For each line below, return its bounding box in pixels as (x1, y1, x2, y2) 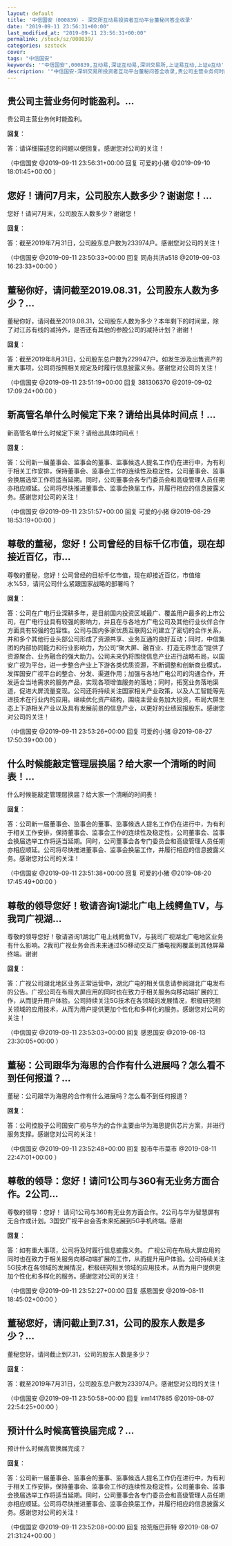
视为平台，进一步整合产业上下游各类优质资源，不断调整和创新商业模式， (19, 661, 225, 669)
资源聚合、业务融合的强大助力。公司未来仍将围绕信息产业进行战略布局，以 (7, 652, 219, 660)
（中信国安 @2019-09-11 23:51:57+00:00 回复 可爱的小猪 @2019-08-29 (7, 507, 211, 516)
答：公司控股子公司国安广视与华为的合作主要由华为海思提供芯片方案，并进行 (7, 1121, 225, 1129)
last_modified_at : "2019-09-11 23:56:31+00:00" (7, 29, 147, 37)
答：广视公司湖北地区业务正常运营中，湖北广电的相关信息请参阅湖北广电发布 (7, 979, 225, 988)
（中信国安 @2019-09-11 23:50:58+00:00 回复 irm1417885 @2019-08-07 (7, 1394, 214, 1402)
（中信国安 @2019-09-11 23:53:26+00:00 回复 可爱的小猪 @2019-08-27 (7, 727, 213, 735)
